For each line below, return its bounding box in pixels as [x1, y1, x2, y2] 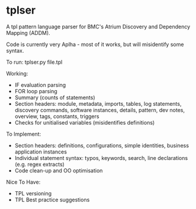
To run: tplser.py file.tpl [6, 58, 63, 66]
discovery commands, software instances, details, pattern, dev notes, [14, 106, 185, 113]
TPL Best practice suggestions [14, 196, 90, 203]
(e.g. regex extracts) [14, 161, 65, 168]
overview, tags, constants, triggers [14, 113, 99, 120]
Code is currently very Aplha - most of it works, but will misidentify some [6, 41, 184, 48]
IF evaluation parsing [14, 81, 66, 89]
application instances [14, 148, 67, 155]
